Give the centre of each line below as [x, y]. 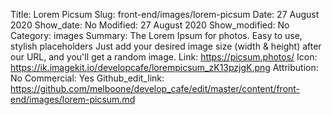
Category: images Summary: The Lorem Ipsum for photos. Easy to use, [156, 35]
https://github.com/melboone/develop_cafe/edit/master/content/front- [155, 88]
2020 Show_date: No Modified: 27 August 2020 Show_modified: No [150, 25]
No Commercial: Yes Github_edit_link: [87, 78]
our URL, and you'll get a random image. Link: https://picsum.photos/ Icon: [164, 57]
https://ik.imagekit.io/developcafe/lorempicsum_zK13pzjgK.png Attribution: [164, 67]
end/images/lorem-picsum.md [73, 99]
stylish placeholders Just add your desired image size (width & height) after [166, 46]
